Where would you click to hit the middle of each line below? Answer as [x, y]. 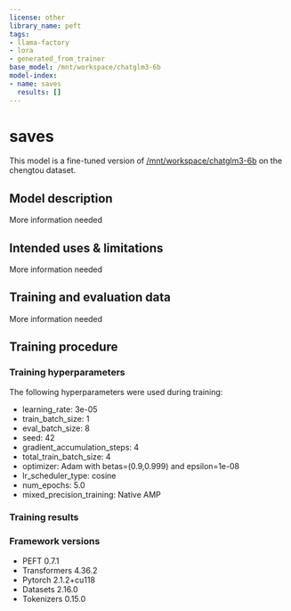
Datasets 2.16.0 [50, 589]
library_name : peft [45, 26]
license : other [37, 17]
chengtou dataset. [43, 170]
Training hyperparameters [67, 373]
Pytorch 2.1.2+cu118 [59, 580]
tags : [19, 34]
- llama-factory [39, 42]
